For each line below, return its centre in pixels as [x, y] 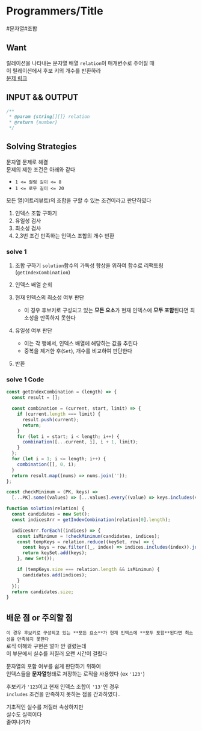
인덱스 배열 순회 [33, 285]
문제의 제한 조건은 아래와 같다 [41, 169]
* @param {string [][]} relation [49, 117]
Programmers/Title [55, 11]
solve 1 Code [25, 380]
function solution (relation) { [45, 509]
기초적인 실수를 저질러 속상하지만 [45, 707]
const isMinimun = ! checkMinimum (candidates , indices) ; [89, 536]
